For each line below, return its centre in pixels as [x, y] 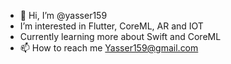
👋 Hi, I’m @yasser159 [63, 15]
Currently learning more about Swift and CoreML [120, 36]
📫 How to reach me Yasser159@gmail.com [109, 48]
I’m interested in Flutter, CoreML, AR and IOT [111, 26]
